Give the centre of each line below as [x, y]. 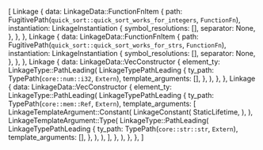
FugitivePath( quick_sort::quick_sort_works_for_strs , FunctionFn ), [118, 45]
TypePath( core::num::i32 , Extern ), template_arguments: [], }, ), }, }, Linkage [132, 79]
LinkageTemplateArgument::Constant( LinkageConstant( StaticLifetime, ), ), [131, 112]
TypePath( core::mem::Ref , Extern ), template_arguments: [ [102, 103]
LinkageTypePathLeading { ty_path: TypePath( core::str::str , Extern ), [123, 129]
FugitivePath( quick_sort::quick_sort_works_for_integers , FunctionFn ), [124, 20]
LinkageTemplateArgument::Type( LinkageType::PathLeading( [109, 120]
